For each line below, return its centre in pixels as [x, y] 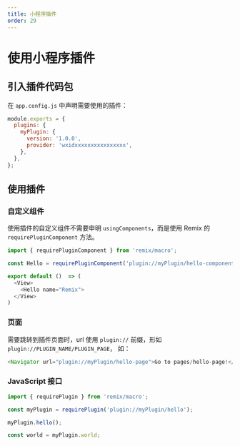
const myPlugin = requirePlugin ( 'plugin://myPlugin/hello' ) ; [100, 410]
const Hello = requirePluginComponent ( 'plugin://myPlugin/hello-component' [122, 264]
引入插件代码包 [40, 87]
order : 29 [22, 21]
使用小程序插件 [51, 58]
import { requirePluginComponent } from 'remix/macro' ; [92, 250]
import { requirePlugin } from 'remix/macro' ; [78, 397]
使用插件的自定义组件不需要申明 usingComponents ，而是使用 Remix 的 [109, 228]
